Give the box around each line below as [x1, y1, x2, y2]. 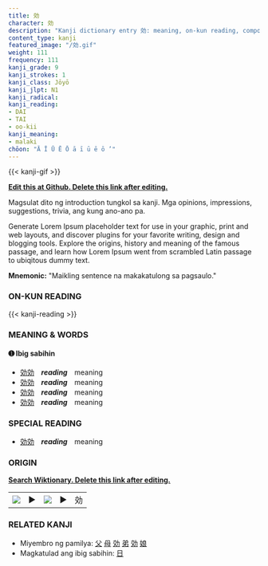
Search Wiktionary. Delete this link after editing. [8, 475, 171, 485]
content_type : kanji [8, 33, 77, 42]
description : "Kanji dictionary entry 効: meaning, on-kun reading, [8, 26, 239, 34]
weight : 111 [8, 49, 48, 57]
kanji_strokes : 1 [8, 71, 66, 79]
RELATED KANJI [8, 519, 73, 530]
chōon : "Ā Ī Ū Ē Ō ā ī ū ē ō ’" [8, 145, 116, 153]
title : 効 [8, 11, 40, 20]
